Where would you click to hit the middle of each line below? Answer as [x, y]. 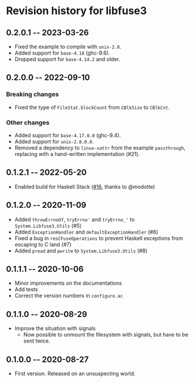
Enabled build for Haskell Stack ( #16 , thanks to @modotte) [85, 186]
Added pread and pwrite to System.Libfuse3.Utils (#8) [81, 251]
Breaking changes [33, 94]
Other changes [28, 122]
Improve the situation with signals [55, 328]
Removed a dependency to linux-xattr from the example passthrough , [100, 148]
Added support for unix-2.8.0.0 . [54, 141]
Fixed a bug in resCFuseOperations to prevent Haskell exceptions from [99, 238]
